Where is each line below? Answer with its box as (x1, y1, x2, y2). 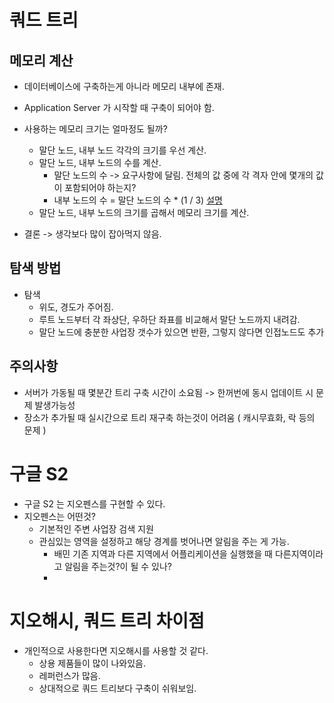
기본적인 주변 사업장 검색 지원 (38, 522, 154, 535)
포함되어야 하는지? (64, 182, 137, 193)
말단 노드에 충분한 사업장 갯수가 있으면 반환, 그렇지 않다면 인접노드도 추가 (38, 326, 325, 338)
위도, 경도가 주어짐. (38, 301, 114, 313)
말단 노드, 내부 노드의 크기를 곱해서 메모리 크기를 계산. (38, 207, 250, 218)
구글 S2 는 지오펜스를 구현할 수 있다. (23, 497, 166, 510)
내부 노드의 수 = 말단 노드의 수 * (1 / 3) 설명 (53, 194, 223, 206)
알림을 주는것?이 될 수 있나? (64, 560, 172, 572)
